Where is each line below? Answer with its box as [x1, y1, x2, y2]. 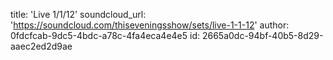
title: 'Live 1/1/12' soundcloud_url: [10, 9, 147, 20]
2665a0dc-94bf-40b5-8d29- [201, 30, 324, 41]
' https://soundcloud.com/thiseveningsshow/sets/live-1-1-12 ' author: [10, 19, 290, 31]
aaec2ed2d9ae [10, 40, 73, 52]
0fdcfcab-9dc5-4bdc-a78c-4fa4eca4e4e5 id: [10, 30, 200, 41]
